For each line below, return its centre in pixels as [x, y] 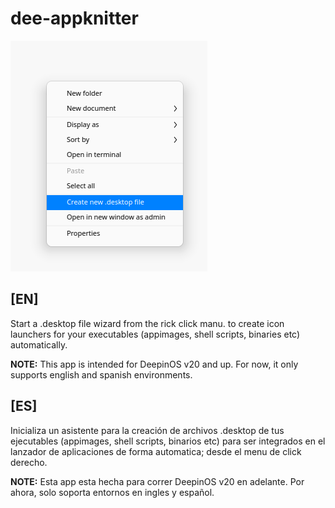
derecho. [29, 462]
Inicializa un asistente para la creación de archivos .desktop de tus [147, 430]
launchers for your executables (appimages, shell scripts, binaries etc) [155, 334]
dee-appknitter [74, 18]
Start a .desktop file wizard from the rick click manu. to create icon [147, 323]
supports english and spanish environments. [101, 374]
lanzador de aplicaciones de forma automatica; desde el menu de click [156, 451]
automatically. [39, 344]
